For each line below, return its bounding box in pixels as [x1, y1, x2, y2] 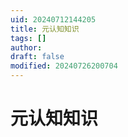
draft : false [10, 52, 65, 62]
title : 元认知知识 [10, 24, 80, 34]
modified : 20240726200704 [10, 61, 118, 71]
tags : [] [10, 33, 47, 43]
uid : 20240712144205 [10, 14, 97, 25]
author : [10, 42, 43, 53]
